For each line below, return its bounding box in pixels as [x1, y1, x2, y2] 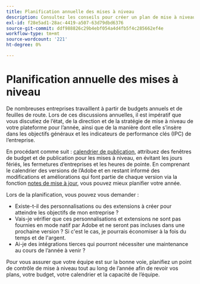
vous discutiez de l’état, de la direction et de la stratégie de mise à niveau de [6, 117, 193, 125]
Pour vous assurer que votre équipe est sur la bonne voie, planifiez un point [6, 258, 192, 265]
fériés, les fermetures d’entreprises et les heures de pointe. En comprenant [6, 160, 190, 168]
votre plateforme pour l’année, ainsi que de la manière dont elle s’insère [6, 124, 182, 131]
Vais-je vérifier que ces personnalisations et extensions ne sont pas [14, 215, 182, 222]
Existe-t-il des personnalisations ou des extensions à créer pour [14, 203, 172, 210]
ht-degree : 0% [6, 42, 42, 48]
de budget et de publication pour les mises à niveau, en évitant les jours [6, 154, 183, 161]
